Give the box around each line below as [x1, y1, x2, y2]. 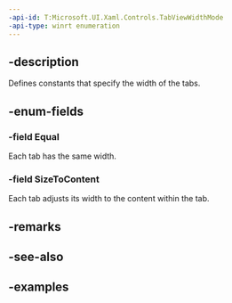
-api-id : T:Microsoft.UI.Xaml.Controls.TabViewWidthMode [8, 12, 224, 22]
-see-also [8, 250, 64, 265]
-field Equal [8, 130, 60, 143]
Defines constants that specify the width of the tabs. [8, 78, 201, 89]
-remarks [8, 219, 61, 234]
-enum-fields [8, 103, 84, 119]
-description [8, 54, 79, 70]
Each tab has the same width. [8, 151, 117, 161]
